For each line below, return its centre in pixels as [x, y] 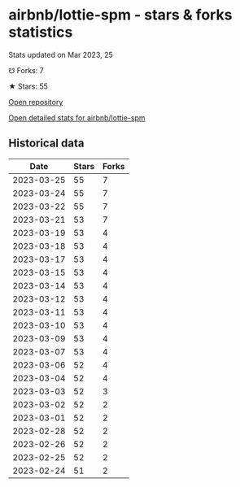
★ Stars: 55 [28, 86]
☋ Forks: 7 [26, 70]
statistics [41, 32]
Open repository [36, 102]
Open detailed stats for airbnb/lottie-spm [77, 117]
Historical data [46, 143]
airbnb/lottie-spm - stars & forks [120, 15]
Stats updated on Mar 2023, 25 [61, 54]
